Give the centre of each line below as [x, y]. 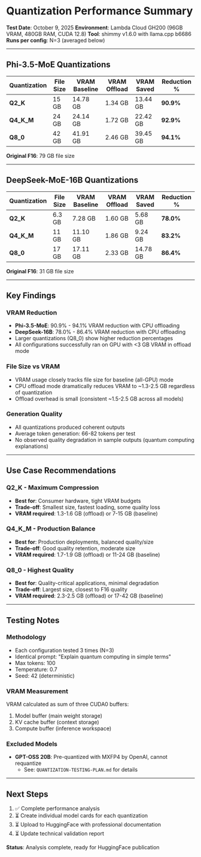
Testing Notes [33, 620]
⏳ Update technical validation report [60, 834]
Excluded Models [32, 744]
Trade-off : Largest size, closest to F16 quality [71, 590]
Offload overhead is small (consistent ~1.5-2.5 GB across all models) [99, 398]
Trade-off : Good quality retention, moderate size [75, 548]
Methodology [26, 637]
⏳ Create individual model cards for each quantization [81, 816]
